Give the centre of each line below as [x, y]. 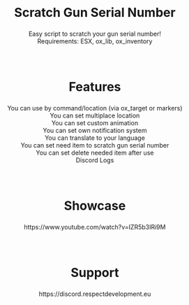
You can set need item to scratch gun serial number [95, 146]
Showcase [95, 206]
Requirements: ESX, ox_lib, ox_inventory [95, 41]
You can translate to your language [95, 138]
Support [95, 273]
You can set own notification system [95, 131]
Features [95, 87]
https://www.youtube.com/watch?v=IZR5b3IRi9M [95, 227]
